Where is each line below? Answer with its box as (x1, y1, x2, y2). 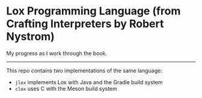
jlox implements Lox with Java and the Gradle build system (14, 78, 163, 85)
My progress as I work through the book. (6, 49, 108, 57)
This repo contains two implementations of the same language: (6, 67, 162, 74)
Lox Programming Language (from (6, 4, 181, 18)
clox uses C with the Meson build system (14, 85, 117, 92)
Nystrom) (6, 30, 55, 43)
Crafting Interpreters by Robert (6, 17, 164, 31)
